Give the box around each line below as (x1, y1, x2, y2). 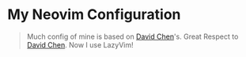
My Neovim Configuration (7, 6, 181, 24)
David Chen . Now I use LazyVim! (26, 40, 134, 49)
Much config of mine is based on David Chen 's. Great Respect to (26, 32, 239, 41)
